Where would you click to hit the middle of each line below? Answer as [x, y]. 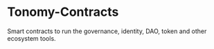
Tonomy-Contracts [63, 12]
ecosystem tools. [32, 38]
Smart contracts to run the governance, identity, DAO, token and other [107, 31]
